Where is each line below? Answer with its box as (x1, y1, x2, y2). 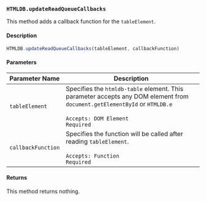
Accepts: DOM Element (65, 115, 129, 122)
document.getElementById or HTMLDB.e (65, 100, 173, 108)
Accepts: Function (65, 152, 120, 159)
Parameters (6, 58, 37, 66)
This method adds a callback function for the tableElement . (6, 18, 156, 25)
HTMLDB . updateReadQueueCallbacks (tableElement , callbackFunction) (6, 45, 180, 51)
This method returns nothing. (6, 188, 80, 195)
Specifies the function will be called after (65, 130, 183, 138)
